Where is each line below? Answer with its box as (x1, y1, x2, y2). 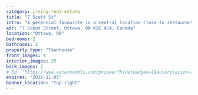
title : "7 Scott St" (6, 14, 57, 20)
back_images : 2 (6, 63, 44, 70)
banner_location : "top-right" (6, 80, 81, 86)
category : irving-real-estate (6, 8, 81, 15)
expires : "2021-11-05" (6, 74, 62, 80)
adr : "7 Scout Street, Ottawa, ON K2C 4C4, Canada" (6, 25, 136, 31)
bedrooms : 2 (6, 36, 35, 42)
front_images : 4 (6, 53, 46, 58)
